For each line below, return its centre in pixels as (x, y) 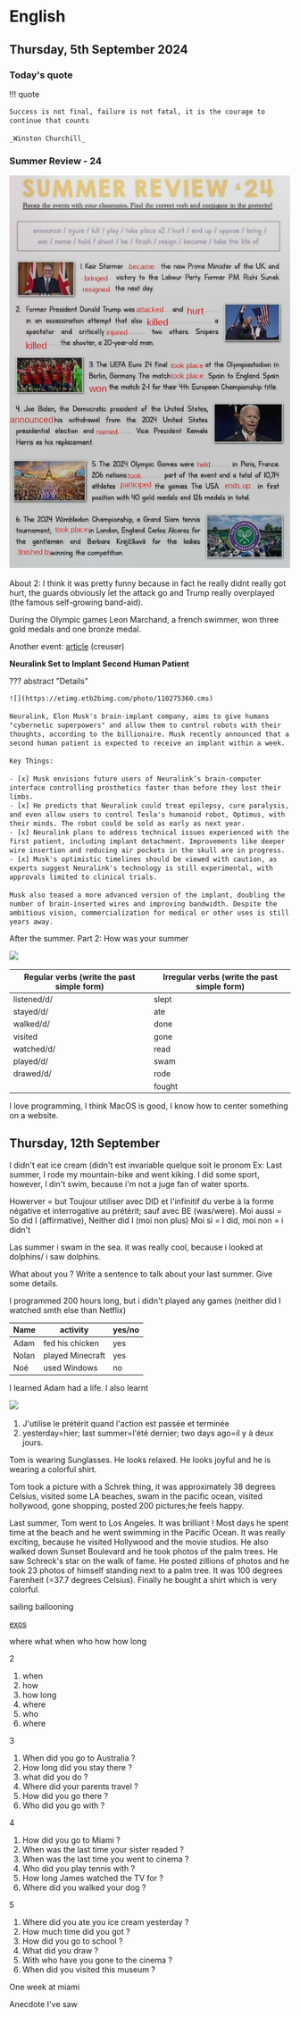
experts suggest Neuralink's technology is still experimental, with (142, 868)
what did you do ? (55, 1777)
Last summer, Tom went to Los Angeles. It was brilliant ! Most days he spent (149, 1523)
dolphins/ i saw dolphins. (55, 1256)
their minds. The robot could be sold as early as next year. (127, 824)
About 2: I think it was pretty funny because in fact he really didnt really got (148, 583)
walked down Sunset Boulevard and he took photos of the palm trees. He (144, 1551)
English (37, 17)
